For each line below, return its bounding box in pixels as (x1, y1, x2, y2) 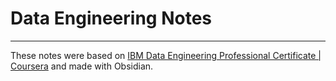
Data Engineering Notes (10, 7, 212, 30)
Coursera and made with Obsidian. (10, 60, 154, 72)
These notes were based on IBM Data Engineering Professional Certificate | (10, 49, 322, 61)
